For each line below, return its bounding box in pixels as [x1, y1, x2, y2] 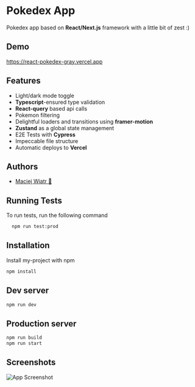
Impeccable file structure [15, 137, 79, 144]
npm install [6, 268, 37, 275]
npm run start [6, 341, 43, 347]
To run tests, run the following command [6, 212, 108, 219]
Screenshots [6, 357, 56, 367]
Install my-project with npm [6, 256, 75, 264]
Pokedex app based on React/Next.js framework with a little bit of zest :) [6, 24, 190, 31]
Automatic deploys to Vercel [15, 144, 87, 151]
